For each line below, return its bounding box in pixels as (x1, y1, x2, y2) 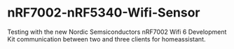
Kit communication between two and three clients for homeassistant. (7, 35, 206, 43)
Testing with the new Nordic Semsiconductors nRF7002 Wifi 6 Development (7, 28, 227, 36)
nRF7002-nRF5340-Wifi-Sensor (7, 5, 201, 21)
